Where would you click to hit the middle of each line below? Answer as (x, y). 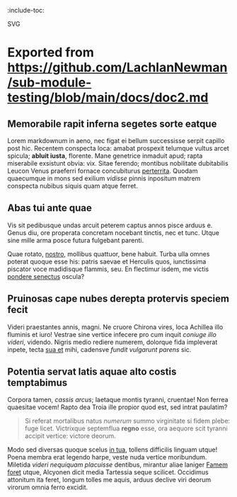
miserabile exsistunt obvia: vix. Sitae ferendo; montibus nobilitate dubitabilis (118, 163)
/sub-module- (50, 82)
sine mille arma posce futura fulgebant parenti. (75, 240)
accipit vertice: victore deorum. (70, 436)
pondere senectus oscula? (46, 276)
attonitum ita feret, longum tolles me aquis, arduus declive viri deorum (109, 480)
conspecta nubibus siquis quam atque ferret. (73, 186)
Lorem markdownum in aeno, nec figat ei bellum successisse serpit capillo (116, 141)
